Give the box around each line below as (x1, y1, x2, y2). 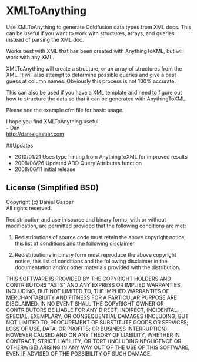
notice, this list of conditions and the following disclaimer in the (14, 257, 168, 264)
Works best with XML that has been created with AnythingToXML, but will (6, 47, 184, 54)
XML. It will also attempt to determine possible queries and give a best (6, 71, 176, 78)
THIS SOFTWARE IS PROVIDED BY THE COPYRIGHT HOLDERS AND (6, 275, 172, 282)
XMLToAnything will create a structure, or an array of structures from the (6, 65, 182, 72)
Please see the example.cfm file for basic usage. (6, 106, 124, 113)
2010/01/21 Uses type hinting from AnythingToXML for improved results (14, 153, 188, 160)
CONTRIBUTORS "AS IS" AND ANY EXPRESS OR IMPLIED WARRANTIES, (6, 281, 182, 289)
